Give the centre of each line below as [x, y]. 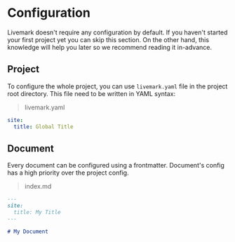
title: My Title [37, 213]
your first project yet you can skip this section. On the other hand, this [108, 39]
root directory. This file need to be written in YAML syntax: [92, 93]
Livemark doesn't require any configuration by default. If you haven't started [117, 32]
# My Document [28, 231]
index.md [38, 187]
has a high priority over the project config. [68, 173]
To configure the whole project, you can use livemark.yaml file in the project [117, 86]
